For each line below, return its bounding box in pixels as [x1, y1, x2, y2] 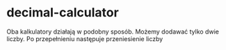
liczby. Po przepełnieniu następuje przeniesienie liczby [6, 34, 163, 42]
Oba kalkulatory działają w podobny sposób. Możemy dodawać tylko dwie [6, 27, 220, 36]
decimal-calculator [6, 5, 119, 21]
